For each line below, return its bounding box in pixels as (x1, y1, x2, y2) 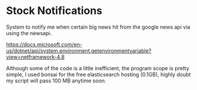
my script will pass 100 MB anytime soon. (6, 77, 106, 84)
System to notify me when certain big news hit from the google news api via (6, 23, 191, 30)
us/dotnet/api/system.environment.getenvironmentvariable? (6, 47, 152, 54)
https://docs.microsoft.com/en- (6, 41, 82, 48)
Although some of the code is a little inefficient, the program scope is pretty (6, 64, 189, 71)
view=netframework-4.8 (6, 53, 65, 60)
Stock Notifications (6, 4, 103, 18)
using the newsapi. (6, 29, 52, 36)
